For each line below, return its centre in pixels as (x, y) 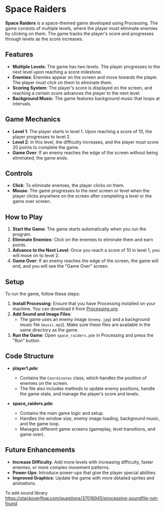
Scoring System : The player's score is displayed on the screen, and (82, 88)
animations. (24, 483)
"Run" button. (26, 341)
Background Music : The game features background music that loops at (86, 98)
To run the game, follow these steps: (43, 294)
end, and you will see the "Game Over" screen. (61, 266)
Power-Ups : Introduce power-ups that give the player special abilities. (84, 473)
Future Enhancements (40, 450)
